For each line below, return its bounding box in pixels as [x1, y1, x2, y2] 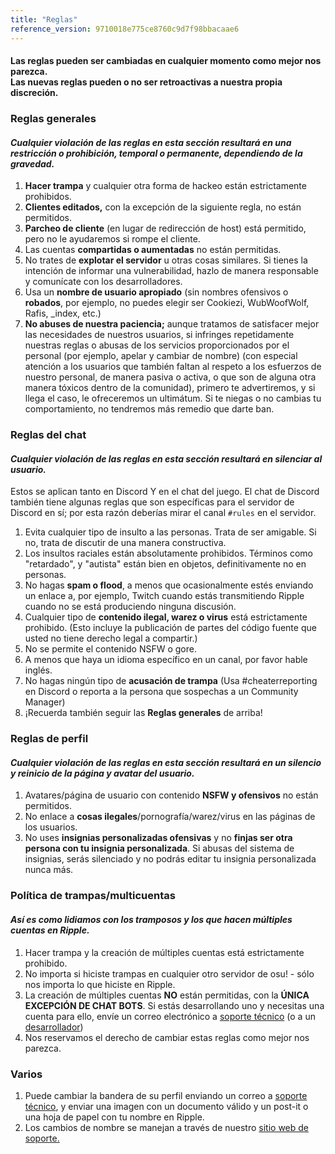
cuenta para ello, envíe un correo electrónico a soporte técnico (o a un [24, 1010, 316, 1022]
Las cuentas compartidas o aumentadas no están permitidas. [24, 244, 282, 256]
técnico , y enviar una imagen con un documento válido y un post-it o [24, 1100, 309, 1112]
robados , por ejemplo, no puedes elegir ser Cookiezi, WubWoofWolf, [24, 297, 310, 309]
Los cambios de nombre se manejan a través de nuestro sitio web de [24, 1121, 310, 1133]
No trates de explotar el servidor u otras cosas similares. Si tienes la [24, 254, 308, 266]
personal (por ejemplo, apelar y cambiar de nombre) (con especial [24, 350, 298, 362]
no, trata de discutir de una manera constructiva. [24, 537, 227, 549]
